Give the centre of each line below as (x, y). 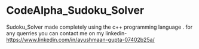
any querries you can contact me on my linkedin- (67, 33)
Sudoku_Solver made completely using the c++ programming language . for (99, 27)
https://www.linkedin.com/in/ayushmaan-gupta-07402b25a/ (81, 39)
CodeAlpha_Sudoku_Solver (75, 10)
